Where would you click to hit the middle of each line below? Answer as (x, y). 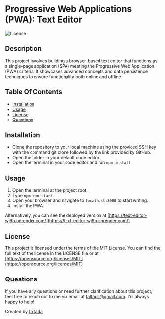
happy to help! (20, 302)
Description (23, 49)
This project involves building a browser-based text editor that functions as (81, 61)
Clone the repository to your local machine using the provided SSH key (84, 147)
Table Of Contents (34, 92)
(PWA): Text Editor (44, 20)
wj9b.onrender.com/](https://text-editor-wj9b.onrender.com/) (67, 221)
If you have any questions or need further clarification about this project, (79, 291)
